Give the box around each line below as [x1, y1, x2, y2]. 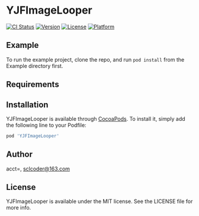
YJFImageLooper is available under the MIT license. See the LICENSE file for [6, 198, 193, 205]
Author [6, 149, 33, 160]
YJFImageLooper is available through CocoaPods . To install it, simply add [6, 115, 185, 122]
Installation [6, 99, 49, 109]
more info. [6, 204, 31, 211]
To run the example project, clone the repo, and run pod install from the [6, 56, 185, 63]
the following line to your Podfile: [6, 121, 87, 128]
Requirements [6, 79, 59, 89]
